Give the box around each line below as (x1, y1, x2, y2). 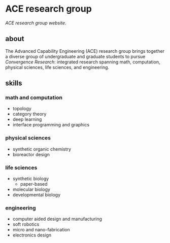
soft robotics (12, 221, 40, 227)
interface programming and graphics (12, 122, 90, 128)
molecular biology (12, 186, 51, 193)
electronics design (12, 232, 52, 238)
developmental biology (12, 192, 61, 198)
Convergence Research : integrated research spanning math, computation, (5, 59, 160, 65)
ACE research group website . (5, 20, 67, 26)
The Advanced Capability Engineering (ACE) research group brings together (5, 48, 165, 54)
